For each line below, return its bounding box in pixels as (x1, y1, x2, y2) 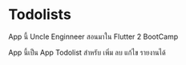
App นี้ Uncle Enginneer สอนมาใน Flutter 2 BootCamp (8, 32, 179, 41)
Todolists (8, 6, 72, 24)
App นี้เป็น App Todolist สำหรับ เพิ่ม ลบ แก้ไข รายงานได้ (8, 48, 166, 57)
